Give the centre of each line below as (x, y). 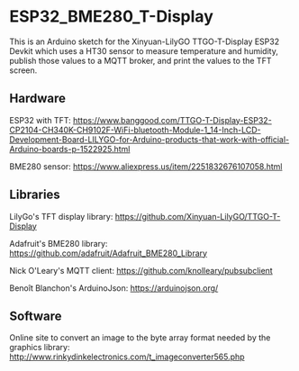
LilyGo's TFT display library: (61, 216)
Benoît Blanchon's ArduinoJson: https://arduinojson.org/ (114, 288)
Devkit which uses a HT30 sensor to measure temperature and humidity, (144, 50)
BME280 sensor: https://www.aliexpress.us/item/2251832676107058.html (146, 166)
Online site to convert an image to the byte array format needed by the (140, 338)
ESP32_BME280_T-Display (111, 17)
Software (36, 316)
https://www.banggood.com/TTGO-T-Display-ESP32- (172, 120)
